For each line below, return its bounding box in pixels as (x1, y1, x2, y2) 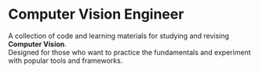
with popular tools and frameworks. (8, 56, 123, 65)
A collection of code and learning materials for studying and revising (8, 31, 230, 40)
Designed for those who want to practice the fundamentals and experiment (8, 47, 251, 57)
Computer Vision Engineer (8, 5, 184, 23)
